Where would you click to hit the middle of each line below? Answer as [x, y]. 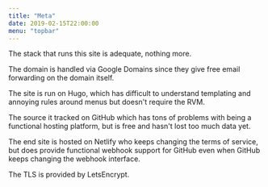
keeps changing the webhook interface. [75, 159]
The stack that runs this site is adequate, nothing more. [100, 54]
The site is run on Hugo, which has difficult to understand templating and [130, 93]
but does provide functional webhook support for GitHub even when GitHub [134, 151]
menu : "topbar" [34, 31]
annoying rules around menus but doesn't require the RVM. [107, 102]
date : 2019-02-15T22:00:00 [54, 23]
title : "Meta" [32, 16]
